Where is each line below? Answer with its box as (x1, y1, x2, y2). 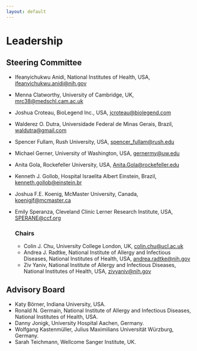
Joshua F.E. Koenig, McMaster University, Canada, (14, 190, 138, 197)
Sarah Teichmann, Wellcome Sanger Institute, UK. (14, 338, 136, 345)
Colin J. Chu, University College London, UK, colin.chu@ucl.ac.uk (23, 242, 183, 249)
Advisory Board (6, 285, 65, 295)
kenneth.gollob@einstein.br (14, 179, 82, 186)
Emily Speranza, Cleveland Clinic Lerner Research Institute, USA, (14, 208, 173, 215)
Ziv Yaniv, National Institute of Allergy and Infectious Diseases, (23, 261, 176, 268)
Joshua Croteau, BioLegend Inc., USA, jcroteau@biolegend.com (14, 109, 172, 116)
